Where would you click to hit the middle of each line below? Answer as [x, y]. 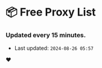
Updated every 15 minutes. [46, 36]
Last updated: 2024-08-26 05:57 [54, 48]
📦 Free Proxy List [51, 12]
